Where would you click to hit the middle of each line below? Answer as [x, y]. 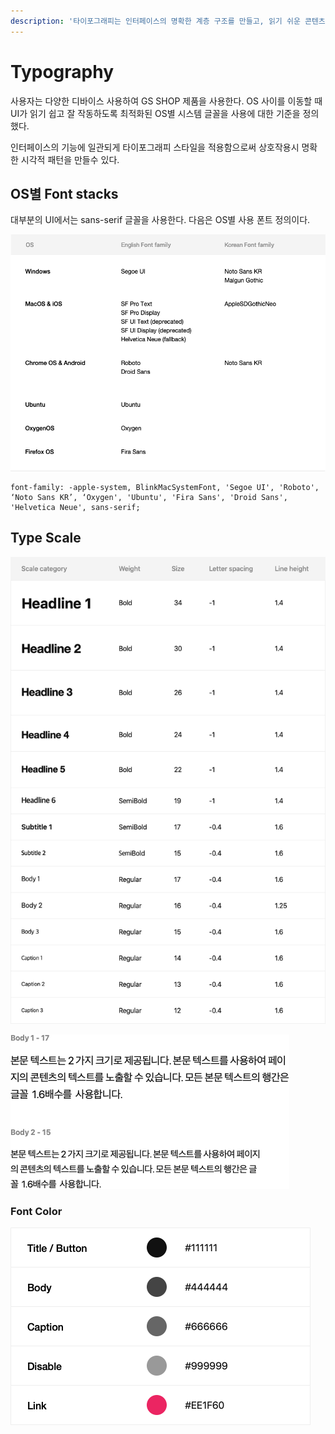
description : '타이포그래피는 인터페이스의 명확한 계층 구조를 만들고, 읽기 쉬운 [155, 21]
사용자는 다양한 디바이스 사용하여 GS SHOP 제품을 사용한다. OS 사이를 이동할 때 [166, 101]
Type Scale [46, 538]
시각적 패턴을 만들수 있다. [70, 159]
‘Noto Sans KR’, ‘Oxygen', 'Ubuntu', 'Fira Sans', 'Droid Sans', [149, 497]
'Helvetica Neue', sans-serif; [75, 507]
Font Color [36, 1211]
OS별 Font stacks [64, 193]
